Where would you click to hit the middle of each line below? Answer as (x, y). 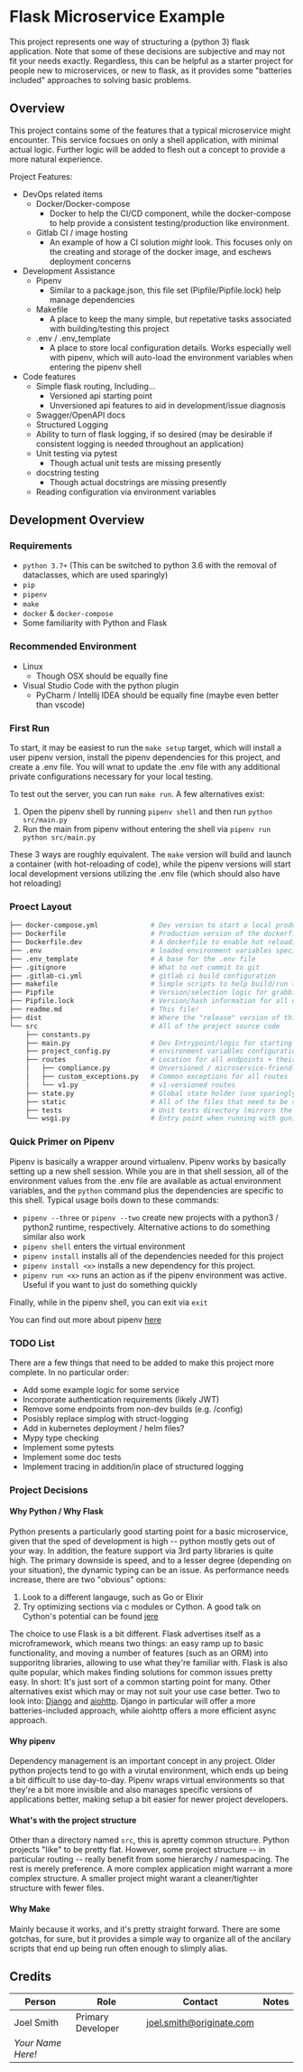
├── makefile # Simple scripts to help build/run (149, 984)
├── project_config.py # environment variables (135, 1051)
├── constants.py (58, 1035)
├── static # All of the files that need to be (157, 1102)
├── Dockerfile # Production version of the (134, 934)
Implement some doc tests (72, 1457)
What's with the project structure (73, 1820)
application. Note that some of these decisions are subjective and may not (147, 51)
